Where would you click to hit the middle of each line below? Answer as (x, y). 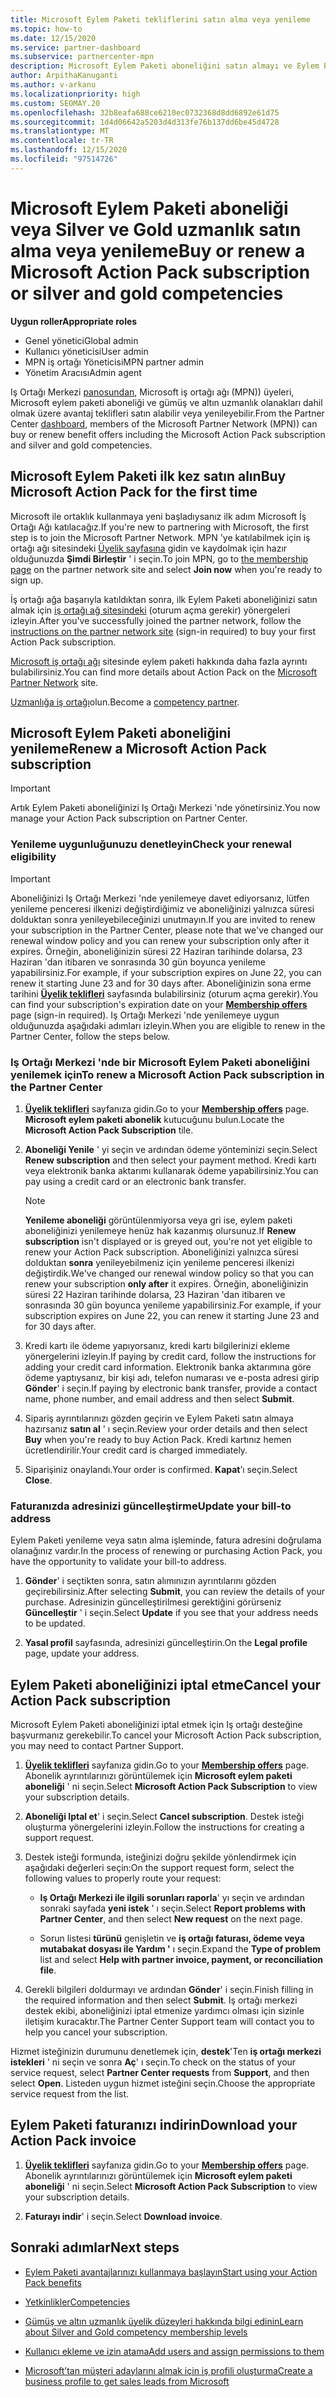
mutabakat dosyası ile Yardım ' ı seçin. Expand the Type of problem (180, 1949)
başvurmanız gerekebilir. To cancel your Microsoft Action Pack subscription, (166, 1735)
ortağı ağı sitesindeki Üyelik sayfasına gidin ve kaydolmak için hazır (149, 548)
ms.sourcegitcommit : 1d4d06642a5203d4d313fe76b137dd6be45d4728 (145, 122)
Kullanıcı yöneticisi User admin (86, 351)
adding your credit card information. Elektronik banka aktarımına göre (168, 1367)
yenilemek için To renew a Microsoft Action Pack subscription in (167, 1074)
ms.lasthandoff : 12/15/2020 (69, 150)
